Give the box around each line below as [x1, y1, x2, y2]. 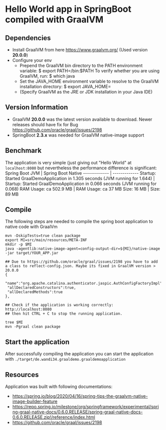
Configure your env [12, 57, 52, 63]
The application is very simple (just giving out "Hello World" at [5, 159, 132, 165]
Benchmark [5, 146, 42, 155]
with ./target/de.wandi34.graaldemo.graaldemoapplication [5, 356, 126, 362]
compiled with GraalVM [5, 14, 104, 25]
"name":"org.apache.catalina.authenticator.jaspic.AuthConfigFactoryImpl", [5, 281, 165, 286]
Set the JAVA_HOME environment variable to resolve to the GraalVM [19, 78, 159, 84]
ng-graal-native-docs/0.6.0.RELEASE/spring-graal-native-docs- [12, 409, 143, 415]
